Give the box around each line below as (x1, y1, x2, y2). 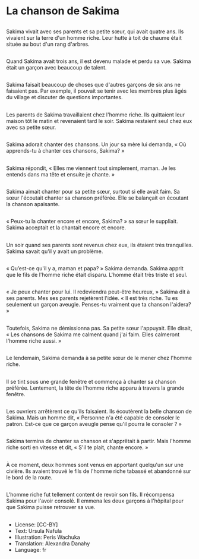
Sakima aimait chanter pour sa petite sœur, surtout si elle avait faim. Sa (6, 188, 180, 195)
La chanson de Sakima (6, 4, 120, 18)
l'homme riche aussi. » (6, 337, 62, 344)
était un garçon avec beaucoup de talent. (6, 64, 107, 71)
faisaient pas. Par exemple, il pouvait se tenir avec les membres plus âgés (6, 87, 187, 94)
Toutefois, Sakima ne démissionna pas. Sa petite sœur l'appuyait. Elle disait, (6, 324, 192, 331)
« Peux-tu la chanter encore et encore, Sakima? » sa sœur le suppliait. (6, 218, 178, 225)
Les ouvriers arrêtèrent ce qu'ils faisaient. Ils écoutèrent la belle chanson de (6, 408, 192, 415)
